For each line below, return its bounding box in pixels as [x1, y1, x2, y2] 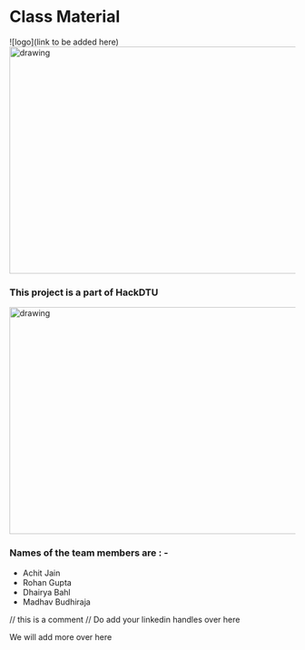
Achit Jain [22, 567, 61, 578]
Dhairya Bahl [22, 586, 71, 597]
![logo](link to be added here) [9, 36, 120, 47]
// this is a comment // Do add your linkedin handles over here [9, 614, 241, 625]
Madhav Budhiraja [22, 596, 91, 607]
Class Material [9, 6, 121, 27]
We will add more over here [9, 631, 113, 642]
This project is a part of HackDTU [9, 286, 159, 299]
